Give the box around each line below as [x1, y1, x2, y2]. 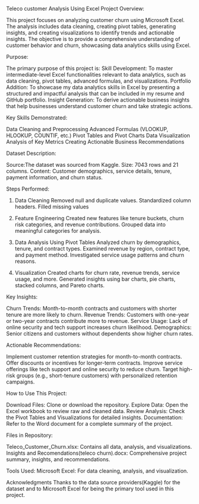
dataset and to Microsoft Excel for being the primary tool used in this [6, 485, 174, 492]
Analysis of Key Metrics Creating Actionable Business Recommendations [6, 138, 185, 145]
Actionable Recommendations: [6, 341, 81, 348]
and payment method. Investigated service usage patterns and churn [14, 252, 185, 258]
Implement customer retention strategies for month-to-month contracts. [6, 353, 182, 360]
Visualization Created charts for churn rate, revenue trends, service [14, 270, 180, 276]
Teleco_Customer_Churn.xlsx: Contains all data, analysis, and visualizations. [6, 443, 192, 450]
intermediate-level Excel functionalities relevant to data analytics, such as [6, 71, 186, 78]
